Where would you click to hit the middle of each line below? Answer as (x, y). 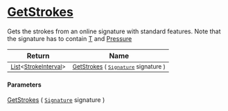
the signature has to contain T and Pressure (70, 38)
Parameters (24, 85)
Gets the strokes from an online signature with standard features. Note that (114, 31)
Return (38, 55)
